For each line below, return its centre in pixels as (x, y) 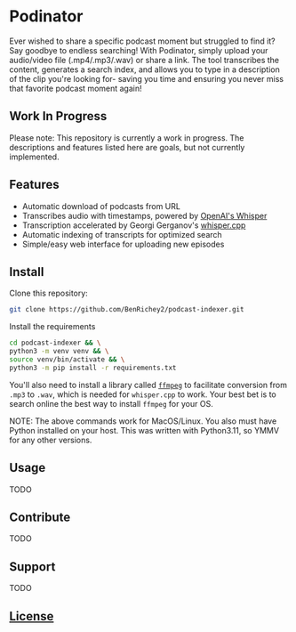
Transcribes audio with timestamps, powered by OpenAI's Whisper (144, 215)
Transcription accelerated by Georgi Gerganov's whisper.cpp (134, 225)
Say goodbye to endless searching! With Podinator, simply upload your (139, 50)
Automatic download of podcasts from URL (101, 206)
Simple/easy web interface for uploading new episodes (123, 244)
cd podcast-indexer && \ (55, 343)
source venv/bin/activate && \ (67, 360)
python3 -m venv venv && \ (59, 352)
